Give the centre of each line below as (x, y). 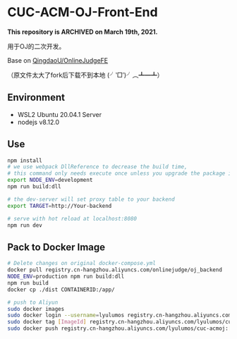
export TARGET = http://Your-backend (60, 206)
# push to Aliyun (33, 302)
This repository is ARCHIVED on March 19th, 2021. (83, 32)
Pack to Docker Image (56, 247)
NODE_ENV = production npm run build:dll (66, 276)
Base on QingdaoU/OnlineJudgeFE (58, 60)
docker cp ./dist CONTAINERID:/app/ (61, 290)
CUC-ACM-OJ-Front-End (83, 12)
